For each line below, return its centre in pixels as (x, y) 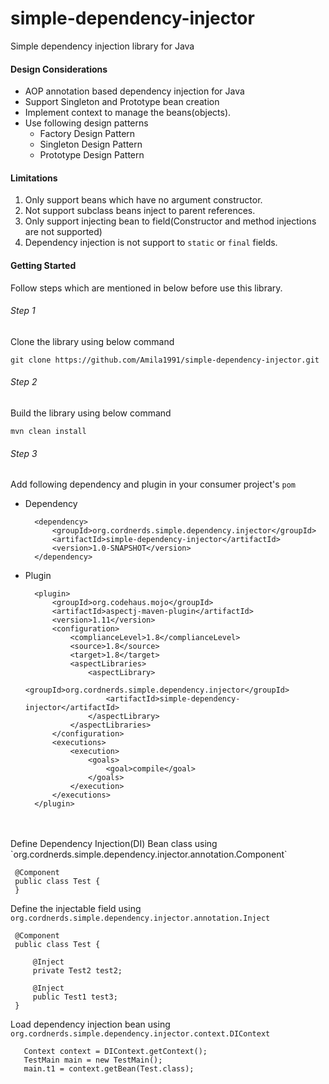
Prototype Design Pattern (92, 155)
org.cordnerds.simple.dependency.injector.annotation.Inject (140, 918)
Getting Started (43, 265)
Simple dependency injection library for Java (102, 46)
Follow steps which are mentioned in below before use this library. (146, 288)
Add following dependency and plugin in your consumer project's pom (153, 484)
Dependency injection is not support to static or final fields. (151, 243)
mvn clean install (48, 431)
